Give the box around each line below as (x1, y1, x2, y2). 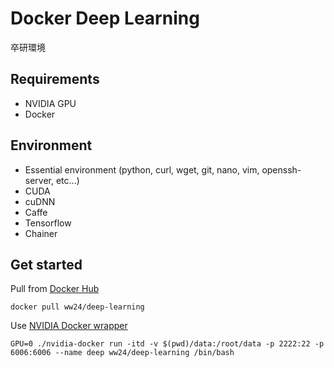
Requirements (10, 71, 100, 88)
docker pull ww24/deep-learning (10, 302, 145, 312)
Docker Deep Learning (10, 7, 200, 30)
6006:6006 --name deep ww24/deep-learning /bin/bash (10, 348, 235, 358)
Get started (10, 256, 83, 273)
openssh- (261, 163, 302, 176)
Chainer (24, 227, 58, 239)
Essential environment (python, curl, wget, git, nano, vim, (24, 163, 260, 176)
